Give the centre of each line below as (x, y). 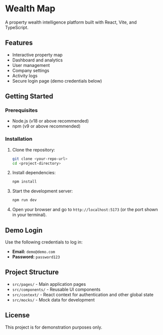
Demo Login (24, 230)
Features (19, 43)
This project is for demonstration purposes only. (54, 327)
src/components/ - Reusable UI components (56, 289)
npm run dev (24, 200)
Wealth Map (30, 9)
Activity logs (25, 76)
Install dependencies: (34, 173)
